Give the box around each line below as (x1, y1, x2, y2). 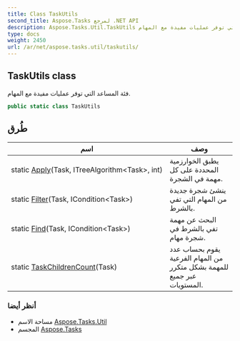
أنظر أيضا (7, 301, 36, 311)
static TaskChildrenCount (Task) (11, 262, 118, 272)
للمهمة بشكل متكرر (169, 262, 229, 272)
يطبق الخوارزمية (169, 156, 219, 166)
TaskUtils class (7, 70, 76, 82)
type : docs (7, 30, 40, 38)
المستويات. (169, 280, 204, 290)
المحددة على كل (169, 165, 219, 175)
